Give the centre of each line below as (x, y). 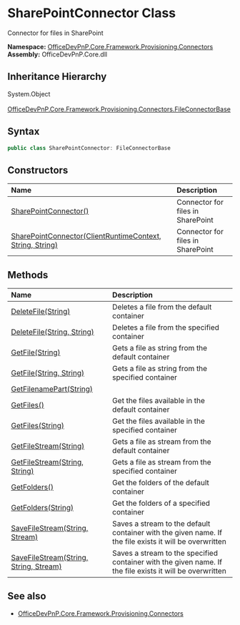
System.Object (29, 93)
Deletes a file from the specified (166, 327)
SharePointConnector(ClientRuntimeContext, (86, 236)
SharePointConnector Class (92, 13)
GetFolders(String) (42, 508)
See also (27, 596)
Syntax (24, 132)
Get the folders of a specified (161, 503)
